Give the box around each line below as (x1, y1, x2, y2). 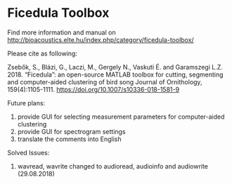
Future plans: (7, 98, 46, 107)
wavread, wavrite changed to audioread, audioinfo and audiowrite (17, 162, 209, 170)
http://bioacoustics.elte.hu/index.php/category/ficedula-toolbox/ (7, 35, 195, 44)
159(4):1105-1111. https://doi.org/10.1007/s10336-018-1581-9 (7, 85, 180, 93)
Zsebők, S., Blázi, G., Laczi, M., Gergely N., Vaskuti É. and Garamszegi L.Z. (7, 63, 224, 71)
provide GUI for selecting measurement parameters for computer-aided (17, 112, 225, 121)
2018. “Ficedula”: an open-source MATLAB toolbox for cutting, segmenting (7, 70, 224, 79)
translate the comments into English (17, 135, 122, 143)
